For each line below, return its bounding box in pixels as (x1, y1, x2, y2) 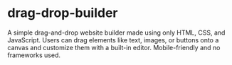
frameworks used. (7, 51, 61, 59)
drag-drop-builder (7, 5, 118, 21)
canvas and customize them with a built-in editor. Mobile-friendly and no (7, 43, 221, 52)
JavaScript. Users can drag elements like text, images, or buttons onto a (7, 35, 219, 44)
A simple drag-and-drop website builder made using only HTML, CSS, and (7, 28, 226, 37)
